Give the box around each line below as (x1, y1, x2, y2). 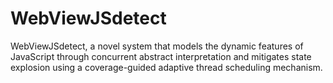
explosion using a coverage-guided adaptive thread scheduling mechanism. (10, 61, 323, 73)
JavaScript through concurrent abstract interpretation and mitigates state (10, 50, 312, 62)
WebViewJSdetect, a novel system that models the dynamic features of (10, 40, 304, 52)
